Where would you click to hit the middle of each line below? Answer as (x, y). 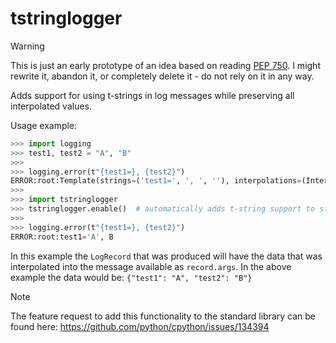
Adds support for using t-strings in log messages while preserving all (152, 95)
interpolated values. (51, 106)
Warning (27, 46)
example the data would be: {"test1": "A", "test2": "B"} (131, 277)
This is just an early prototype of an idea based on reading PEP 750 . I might (165, 65)
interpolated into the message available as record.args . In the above (151, 266)
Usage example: (44, 125)
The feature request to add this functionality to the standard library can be (163, 316)
